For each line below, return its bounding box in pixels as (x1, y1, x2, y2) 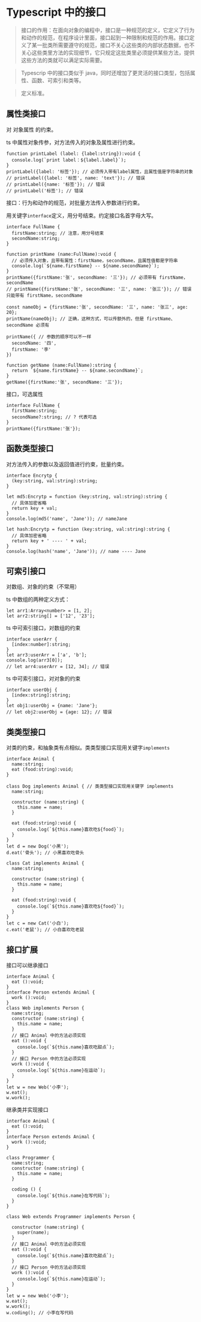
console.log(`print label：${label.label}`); (11, 157, 127, 163)
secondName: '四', (11, 340, 57, 346)
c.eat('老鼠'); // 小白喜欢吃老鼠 (6, 927, 85, 933)
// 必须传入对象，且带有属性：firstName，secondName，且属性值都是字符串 (11, 258, 178, 264)
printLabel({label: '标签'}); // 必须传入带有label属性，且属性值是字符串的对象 (6, 169, 193, 175)
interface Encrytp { (6, 472, 58, 478)
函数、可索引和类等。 (31, 76, 85, 84)
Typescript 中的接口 (6, 5, 106, 19)
